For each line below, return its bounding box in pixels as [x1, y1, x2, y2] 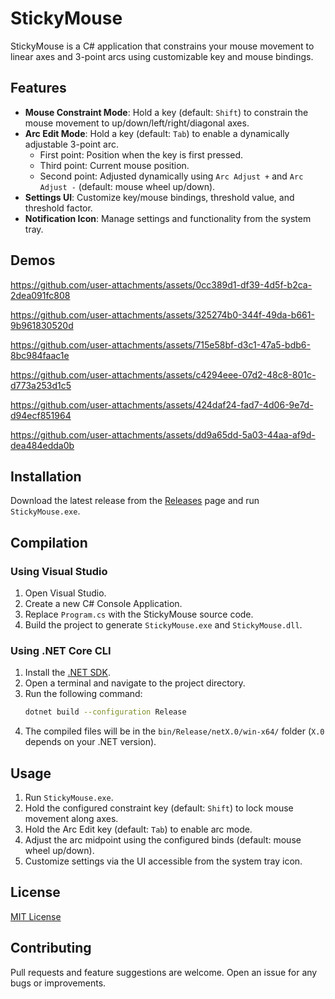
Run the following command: [24, 688, 143, 700]
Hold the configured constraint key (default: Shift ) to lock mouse [24, 802, 294, 814]
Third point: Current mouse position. [39, 159, 190, 171]
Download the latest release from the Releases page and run [10, 495, 260, 507]
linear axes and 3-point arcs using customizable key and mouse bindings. [10, 50, 314, 62]
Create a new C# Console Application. [24, 598, 183, 610]
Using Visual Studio [10, 564, 108, 578]
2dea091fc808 [10, 289, 71, 301]
